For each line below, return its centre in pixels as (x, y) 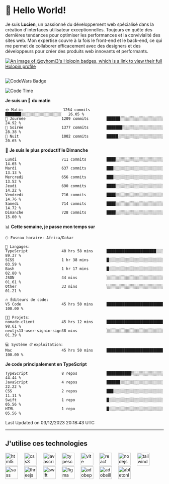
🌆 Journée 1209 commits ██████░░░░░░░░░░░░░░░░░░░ (84, 119)
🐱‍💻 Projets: (18, 318)
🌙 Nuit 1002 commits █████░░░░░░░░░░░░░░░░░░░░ (84, 137)
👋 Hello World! (36, 10)
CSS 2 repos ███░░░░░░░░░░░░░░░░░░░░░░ (84, 391)
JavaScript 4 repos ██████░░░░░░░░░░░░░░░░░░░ (84, 382)
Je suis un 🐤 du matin (28, 101)
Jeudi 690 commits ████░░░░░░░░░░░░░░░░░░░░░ (84, 186)
